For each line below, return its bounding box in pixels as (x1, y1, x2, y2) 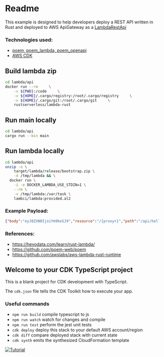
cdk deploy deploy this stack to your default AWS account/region (12, 327, 143, 333)
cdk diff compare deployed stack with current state (12, 332, 118, 338)
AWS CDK (12, 53, 33, 59)
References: (5, 230, 35, 237)
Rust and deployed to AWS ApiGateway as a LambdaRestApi (5, 24, 127, 30)
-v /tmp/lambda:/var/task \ (14, 191, 71, 197)
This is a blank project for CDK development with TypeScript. (5, 278, 128, 284)
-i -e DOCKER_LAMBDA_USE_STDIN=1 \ (14, 182, 86, 188)
